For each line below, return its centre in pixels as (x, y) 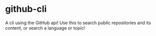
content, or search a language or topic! (45, 28)
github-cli (26, 9)
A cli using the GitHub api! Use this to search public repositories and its (78, 23)
